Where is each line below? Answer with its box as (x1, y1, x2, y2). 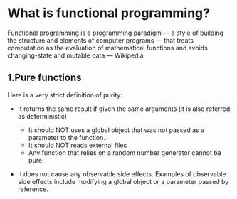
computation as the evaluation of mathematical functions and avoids (7, 43, 208, 52)
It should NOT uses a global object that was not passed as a (28, 126, 205, 134)
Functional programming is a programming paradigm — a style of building (7, 28, 224, 37)
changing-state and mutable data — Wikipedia (7, 51, 144, 60)
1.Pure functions (7, 72, 82, 84)
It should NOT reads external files (28, 141, 127, 149)
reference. (17, 185, 48, 193)
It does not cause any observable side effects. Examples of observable (17, 169, 226, 178)
